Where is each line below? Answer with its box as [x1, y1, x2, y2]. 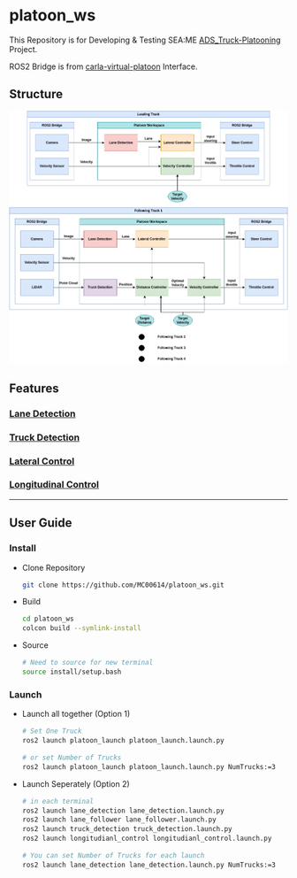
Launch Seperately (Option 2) [21, 778, 130, 789]
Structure [9, 87, 64, 102]
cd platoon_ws [21, 614, 74, 624]
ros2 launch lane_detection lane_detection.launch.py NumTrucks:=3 [21, 860, 276, 869]
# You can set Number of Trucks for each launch [21, 851, 205, 860]
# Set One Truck [21, 727, 82, 736]
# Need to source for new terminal [21, 658, 154, 667]
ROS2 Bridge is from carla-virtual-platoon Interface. [9, 61, 198, 72]
